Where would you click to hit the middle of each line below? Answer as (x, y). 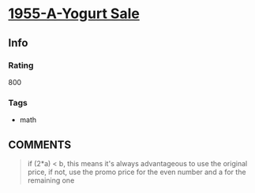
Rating (21, 65)
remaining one (51, 180)
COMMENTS (40, 145)
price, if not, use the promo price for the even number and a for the (137, 172)
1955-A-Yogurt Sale (74, 14)
